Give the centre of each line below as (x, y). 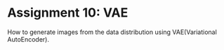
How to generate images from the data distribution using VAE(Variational (112, 32)
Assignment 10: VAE (68, 13)
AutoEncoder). (28, 39)
